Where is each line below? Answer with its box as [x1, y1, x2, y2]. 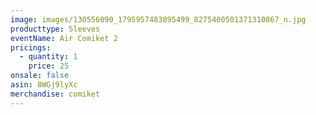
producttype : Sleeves [10, 24, 101, 34]
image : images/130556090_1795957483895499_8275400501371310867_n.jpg [10, 14, 307, 25]
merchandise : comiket [10, 89, 101, 99]
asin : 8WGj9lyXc [10, 80, 78, 90]
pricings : [10, 42, 52, 53]
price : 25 [28, 61, 70, 71]
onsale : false [10, 71, 70, 81]
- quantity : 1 [19, 52, 78, 62]
